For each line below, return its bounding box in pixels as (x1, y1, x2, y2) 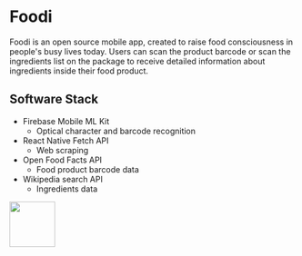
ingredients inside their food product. (9, 65, 148, 76)
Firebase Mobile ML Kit (22, 115, 110, 126)
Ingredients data (35, 183, 98, 194)
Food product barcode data (35, 163, 139, 174)
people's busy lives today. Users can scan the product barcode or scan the (9, 45, 291, 56)
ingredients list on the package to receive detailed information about (9, 55, 266, 66)
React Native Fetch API (22, 134, 109, 146)
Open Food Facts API (22, 154, 103, 165)
